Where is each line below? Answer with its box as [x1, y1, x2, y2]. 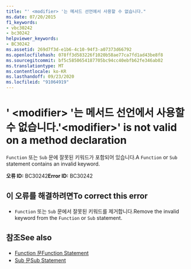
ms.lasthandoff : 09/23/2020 [6, 74, 75, 80]
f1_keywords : [6, 19, 38, 25]
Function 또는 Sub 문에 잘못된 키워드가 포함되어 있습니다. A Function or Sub [6, 153, 178, 161]
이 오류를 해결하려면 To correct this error [6, 191, 148, 201]
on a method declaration [6, 134, 127, 147]
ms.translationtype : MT [6, 63, 64, 69]
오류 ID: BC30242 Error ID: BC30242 [6, 172, 93, 179]
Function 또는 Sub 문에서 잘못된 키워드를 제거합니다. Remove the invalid [14, 208, 179, 215]
